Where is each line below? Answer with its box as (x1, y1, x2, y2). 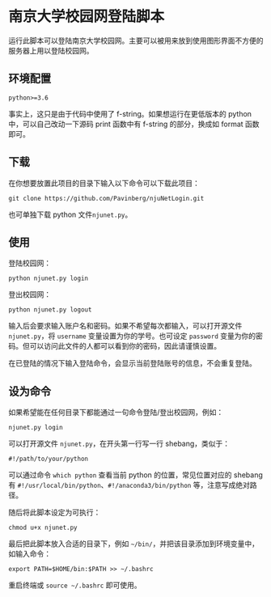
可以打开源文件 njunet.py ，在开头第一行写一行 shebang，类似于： (8, 438, 231, 449)
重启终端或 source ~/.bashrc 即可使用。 (8, 580, 142, 591)
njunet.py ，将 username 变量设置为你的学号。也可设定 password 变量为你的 (8, 331, 256, 341)
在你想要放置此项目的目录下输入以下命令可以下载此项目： (8, 178, 200, 188)
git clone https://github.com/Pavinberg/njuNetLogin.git (8, 194, 205, 202)
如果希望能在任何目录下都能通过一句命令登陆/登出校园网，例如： (8, 408, 224, 417)
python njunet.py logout (8, 306, 92, 314)
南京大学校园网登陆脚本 (8, 7, 165, 26)
